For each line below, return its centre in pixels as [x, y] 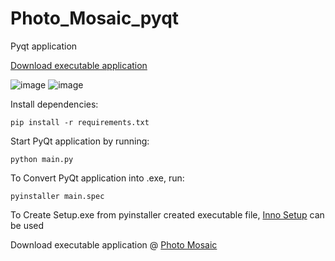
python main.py [42, 159]
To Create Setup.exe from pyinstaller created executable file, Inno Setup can [167, 214]
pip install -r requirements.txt [80, 122]
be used [27, 225]
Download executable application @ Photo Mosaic [114, 244]
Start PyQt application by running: [80, 141]
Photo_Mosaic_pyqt [95, 18]
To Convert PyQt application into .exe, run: [97, 178]
